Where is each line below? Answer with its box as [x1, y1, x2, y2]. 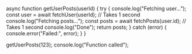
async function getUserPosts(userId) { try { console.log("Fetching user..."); [6, 5, 187, 12]
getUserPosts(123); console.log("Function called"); [6, 41, 129, 48]
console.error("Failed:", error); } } [6, 30, 87, 37]
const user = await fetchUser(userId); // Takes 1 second [6, 11, 140, 18]
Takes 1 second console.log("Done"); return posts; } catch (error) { [6, 23, 167, 31]
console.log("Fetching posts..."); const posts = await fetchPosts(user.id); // [6, 18, 186, 24]
